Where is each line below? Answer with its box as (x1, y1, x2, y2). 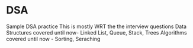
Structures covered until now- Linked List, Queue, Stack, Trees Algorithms (6, 29, 188, 36)
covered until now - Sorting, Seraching (6, 35, 101, 42)
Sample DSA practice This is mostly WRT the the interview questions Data (6, 23, 187, 30)
